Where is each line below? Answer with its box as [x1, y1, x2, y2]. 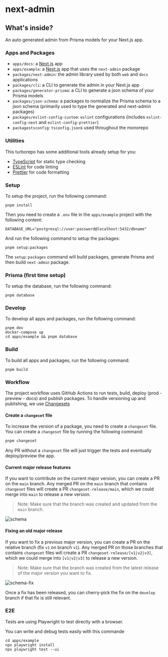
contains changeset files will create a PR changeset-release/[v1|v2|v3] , [5, 550, 153, 556]
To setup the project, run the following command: [5, 193, 107, 199]
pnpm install [5, 202, 33, 208]
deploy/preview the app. [5, 453, 55, 459]
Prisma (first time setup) [5, 272, 66, 279]
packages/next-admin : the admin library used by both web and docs [12, 71, 148, 77]
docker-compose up [5, 330, 44, 335]
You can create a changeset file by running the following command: [5, 429, 143, 435]
